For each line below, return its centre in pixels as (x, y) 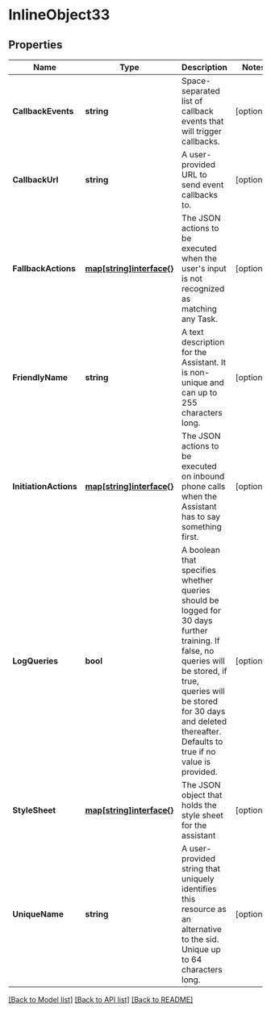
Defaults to (202, 742)
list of (192, 101)
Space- (196, 81)
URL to (194, 175)
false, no (198, 651)
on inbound (203, 476)
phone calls (203, 486)
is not (192, 278)
